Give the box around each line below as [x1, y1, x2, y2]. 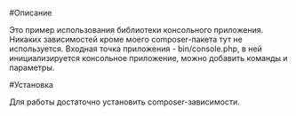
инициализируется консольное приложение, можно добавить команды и [9, 53, 288, 63]
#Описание [9, 8, 52, 18]
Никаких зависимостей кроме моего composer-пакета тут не [9, 35, 243, 44]
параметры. [9, 62, 55, 73]
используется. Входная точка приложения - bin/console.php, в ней [9, 43, 262, 54]
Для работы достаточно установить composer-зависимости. [9, 97, 240, 107]
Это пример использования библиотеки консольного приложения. [9, 25, 264, 35]
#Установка [9, 80, 53, 89]
